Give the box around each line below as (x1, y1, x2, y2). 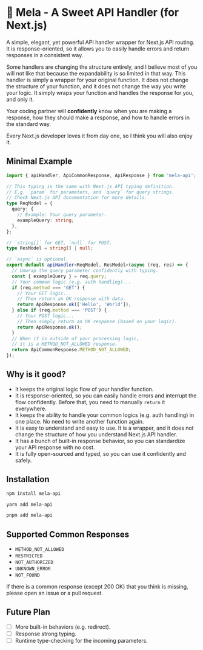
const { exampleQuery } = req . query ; (12, 273, 107, 279)
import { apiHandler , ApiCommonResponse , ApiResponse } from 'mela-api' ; (6, 172, 197, 178)
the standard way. (6, 120, 52, 127)
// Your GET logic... (17, 290, 72, 296)
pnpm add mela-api (6, 512, 53, 519)
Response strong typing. (15, 630, 77, 637)
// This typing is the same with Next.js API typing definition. (6, 183, 175, 189)
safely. (15, 456, 32, 464)
